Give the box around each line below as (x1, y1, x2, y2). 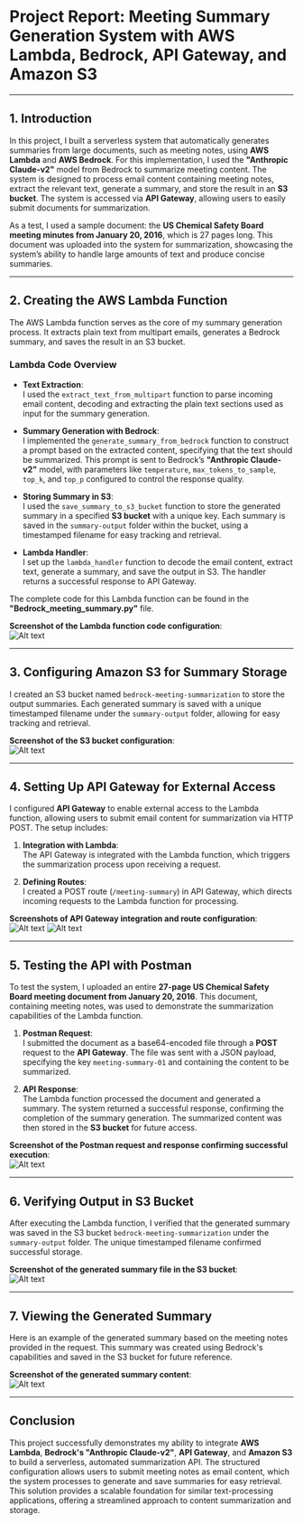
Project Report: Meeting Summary (9, 6, 271, 27)
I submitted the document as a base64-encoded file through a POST (22, 1038, 278, 1049)
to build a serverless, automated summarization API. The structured (9, 1456, 261, 1467)
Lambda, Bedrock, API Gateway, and (9, 45, 287, 65)
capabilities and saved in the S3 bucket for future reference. (9, 1351, 233, 1362)
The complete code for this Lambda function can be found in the (9, 593, 250, 604)
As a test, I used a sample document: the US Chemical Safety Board (9, 220, 264, 230)
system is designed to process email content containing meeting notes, (9, 174, 275, 184)
